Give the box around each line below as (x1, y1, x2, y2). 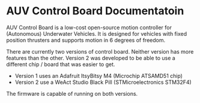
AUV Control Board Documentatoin (6, 4, 184, 18)
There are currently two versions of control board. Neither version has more (6, 48, 194, 55)
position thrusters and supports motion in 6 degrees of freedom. (6, 36, 166, 43)
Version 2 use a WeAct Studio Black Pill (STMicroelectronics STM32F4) (14, 79, 192, 86)
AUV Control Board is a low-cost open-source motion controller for (6, 24, 172, 31)
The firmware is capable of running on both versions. (6, 90, 138, 97)
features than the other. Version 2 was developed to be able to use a (6, 54, 175, 61)
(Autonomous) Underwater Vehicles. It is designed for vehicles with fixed (6, 30, 187, 37)
